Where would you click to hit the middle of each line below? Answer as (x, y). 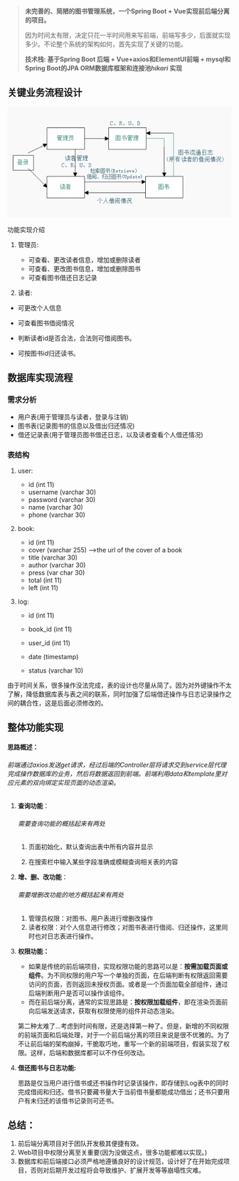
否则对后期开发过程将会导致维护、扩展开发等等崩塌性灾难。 (117, 1170)
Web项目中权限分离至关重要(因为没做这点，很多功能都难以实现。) (112, 1153)
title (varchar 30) (53, 557)
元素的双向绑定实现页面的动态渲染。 (66, 782)
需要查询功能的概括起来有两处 (61, 823)
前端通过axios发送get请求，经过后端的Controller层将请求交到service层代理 (117, 765)
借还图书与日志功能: (47, 1068)
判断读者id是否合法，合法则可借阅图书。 (76, 338)
